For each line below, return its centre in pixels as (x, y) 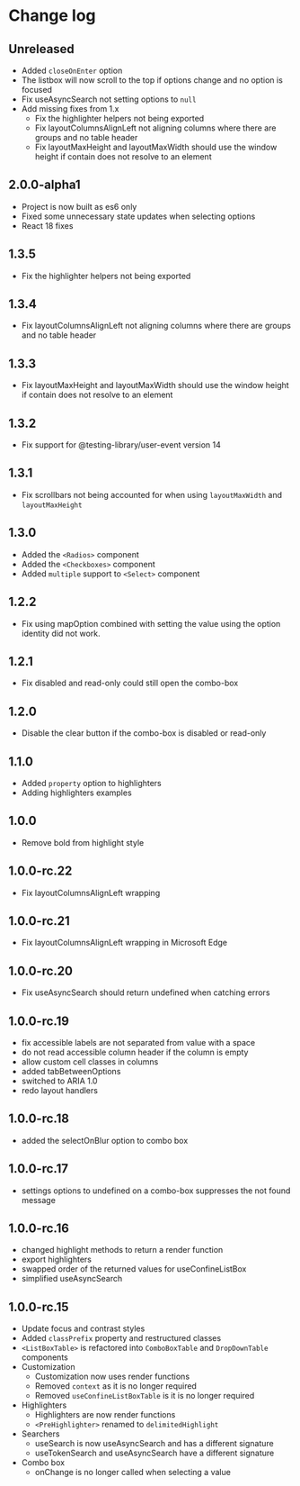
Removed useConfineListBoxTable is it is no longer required (145, 1396)
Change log (52, 16)
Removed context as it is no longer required (115, 1386)
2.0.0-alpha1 (45, 185)
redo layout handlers (59, 1090)
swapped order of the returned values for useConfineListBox (134, 1269)
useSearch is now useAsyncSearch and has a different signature (154, 1444)
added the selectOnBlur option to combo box (105, 1140)
